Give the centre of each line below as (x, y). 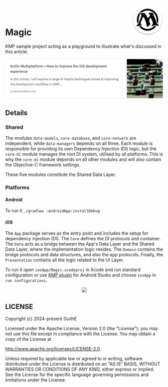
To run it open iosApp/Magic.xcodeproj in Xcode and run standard (73, 270)
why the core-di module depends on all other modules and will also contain (83, 159)
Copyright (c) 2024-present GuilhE (41, 319)
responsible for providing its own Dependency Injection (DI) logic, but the (81, 149)
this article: (17, 51)
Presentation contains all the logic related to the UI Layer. (65, 260)
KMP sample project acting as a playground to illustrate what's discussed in (83, 46)
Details (16, 113)
